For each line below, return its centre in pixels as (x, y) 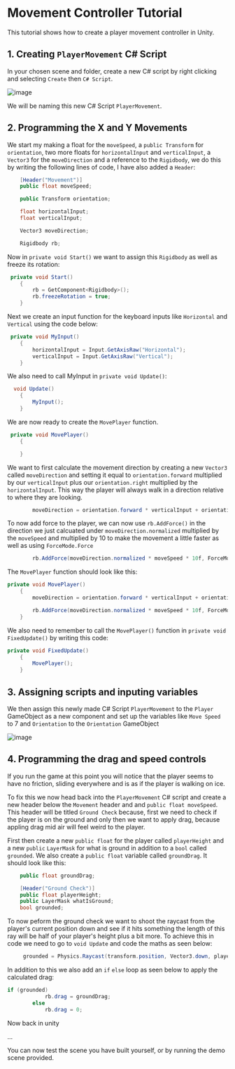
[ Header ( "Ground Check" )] (58, 888)
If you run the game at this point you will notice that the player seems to (111, 776)
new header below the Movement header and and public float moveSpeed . (113, 804)
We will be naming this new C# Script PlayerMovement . (85, 106)
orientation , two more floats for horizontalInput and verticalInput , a (109, 152)
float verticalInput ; (51, 219)
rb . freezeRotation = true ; (72, 297)
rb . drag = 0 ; (63, 1009)
